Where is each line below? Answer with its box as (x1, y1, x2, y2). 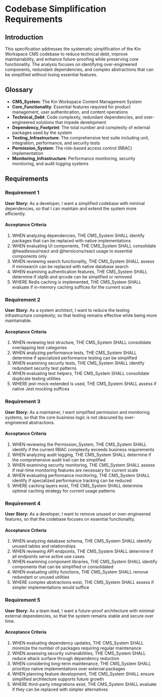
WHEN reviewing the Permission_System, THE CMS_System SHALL (12, 441, 147, 447)
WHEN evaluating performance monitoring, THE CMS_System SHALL (12, 472, 150, 478)
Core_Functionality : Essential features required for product (12, 103, 131, 110)
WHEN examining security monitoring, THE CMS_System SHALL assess (12, 462, 155, 468)
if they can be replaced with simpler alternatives (12, 686, 108, 692)
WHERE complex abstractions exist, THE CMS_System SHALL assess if (12, 579, 154, 585)
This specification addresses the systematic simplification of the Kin (5, 46, 141, 51)
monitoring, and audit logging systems (12, 160, 88, 166)
